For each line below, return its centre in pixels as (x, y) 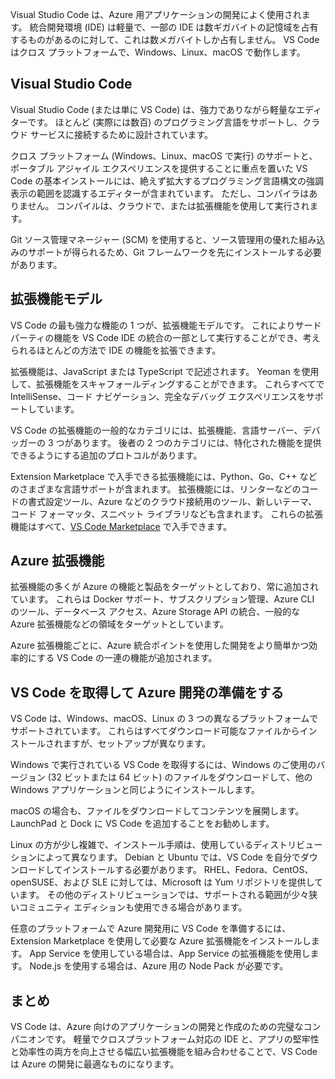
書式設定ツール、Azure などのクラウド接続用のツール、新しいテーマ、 (172, 501)
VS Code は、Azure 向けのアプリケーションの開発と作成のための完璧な (157, 1027)
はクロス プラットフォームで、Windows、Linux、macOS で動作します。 (158, 52)
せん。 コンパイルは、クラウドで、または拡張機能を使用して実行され (168, 205)
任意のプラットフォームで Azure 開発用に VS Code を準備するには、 (151, 929)
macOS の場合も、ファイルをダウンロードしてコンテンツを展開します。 (157, 811)
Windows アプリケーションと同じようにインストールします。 (135, 790)
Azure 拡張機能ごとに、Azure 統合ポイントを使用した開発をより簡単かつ (159, 645)
